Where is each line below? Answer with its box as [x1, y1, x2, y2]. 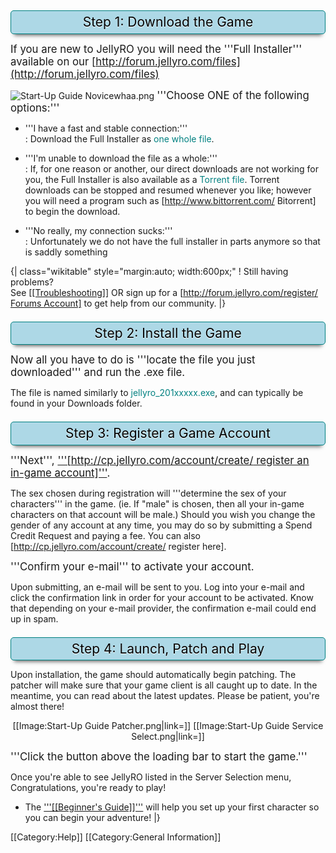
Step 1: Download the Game [82, 14, 254, 31]
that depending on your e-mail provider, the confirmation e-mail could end [10, 602, 317, 614]
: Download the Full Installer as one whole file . [24, 132, 215, 145]
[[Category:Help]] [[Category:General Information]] [10, 831, 222, 843]
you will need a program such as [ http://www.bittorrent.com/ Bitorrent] [24, 194, 317, 206]
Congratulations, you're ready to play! [10, 782, 167, 793]
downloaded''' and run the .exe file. [10, 366, 186, 379]
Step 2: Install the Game [94, 324, 242, 341]
